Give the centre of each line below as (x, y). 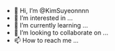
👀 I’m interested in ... (43, 18)
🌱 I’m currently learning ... (51, 25)
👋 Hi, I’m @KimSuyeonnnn (51, 11)
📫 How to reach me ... (46, 40)
